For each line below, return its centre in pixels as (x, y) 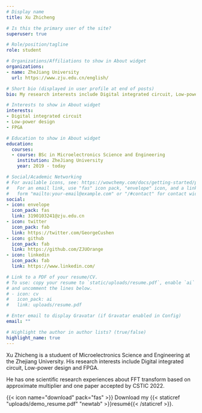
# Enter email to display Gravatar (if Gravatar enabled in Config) (94, 316)
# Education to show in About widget (54, 138)
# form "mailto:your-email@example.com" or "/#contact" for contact (96, 194)
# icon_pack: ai (29, 300)
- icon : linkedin (28, 255)
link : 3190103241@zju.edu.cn (48, 216)
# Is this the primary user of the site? (59, 28)
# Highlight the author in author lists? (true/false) (76, 332)
